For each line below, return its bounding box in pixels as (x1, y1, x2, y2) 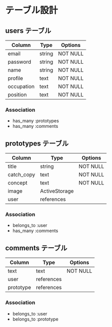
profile (8, 75, 24, 81)
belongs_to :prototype (12, 316, 59, 322)
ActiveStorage (40, 188, 74, 195)
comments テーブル (5, 244, 68, 252)
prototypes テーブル (5, 139, 69, 148)
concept (8, 179, 28, 186)
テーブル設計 (5, 5, 58, 16)
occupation (8, 83, 35, 90)
